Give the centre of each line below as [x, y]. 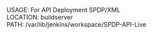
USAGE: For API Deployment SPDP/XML [63, 10]
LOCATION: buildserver [40, 17]
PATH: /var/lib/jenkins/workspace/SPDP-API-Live [76, 24]
